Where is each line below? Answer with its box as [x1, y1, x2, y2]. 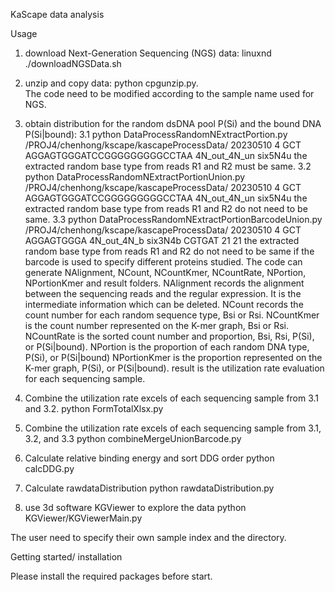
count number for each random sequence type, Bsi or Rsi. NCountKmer [24, 309, 320, 321]
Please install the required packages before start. [10, 570, 213, 582]
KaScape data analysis [10, 9, 105, 20]
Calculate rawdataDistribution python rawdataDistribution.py [24, 482, 275, 494]
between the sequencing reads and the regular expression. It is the [24, 288, 302, 299]
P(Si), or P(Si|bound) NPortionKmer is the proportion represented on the [24, 352, 323, 363]
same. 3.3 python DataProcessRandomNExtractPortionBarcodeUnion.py [24, 214, 323, 225]
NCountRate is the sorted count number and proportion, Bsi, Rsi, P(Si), [24, 330, 315, 342]
